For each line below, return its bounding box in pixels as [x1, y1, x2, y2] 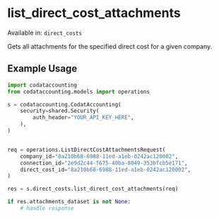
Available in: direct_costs [7, 28, 83, 37]
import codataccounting [7, 82, 78, 89]
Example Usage [7, 62, 78, 75]
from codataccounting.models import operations [7, 88, 150, 95]
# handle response [20, 205, 74, 212]
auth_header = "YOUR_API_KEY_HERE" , [32, 114, 134, 121]
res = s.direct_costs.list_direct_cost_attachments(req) [7, 186, 179, 193]
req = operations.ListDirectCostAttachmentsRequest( [7, 146, 166, 153]
